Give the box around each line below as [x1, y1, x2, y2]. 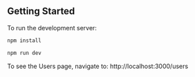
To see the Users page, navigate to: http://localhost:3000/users [7, 62, 189, 70]
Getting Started [7, 5, 75, 17]
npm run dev [7, 49, 41, 56]
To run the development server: [7, 23, 97, 32]
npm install [7, 37, 41, 44]
